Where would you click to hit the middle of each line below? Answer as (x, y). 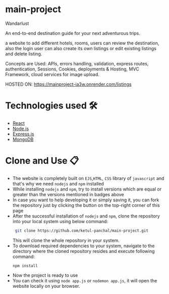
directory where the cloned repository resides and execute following (83, 251)
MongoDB (23, 139)
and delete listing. (24, 54)
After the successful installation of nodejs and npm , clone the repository (86, 216)
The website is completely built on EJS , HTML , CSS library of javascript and (88, 178)
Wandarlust (17, 23)
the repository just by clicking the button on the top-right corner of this (86, 205)
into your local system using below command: (60, 221)
